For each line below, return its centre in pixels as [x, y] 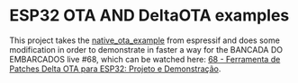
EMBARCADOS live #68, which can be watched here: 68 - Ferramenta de [145, 59]
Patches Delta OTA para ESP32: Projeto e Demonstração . [115, 69]
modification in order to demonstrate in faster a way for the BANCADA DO [146, 49]
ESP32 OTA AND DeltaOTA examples [149, 16]
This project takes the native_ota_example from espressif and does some [145, 40]
